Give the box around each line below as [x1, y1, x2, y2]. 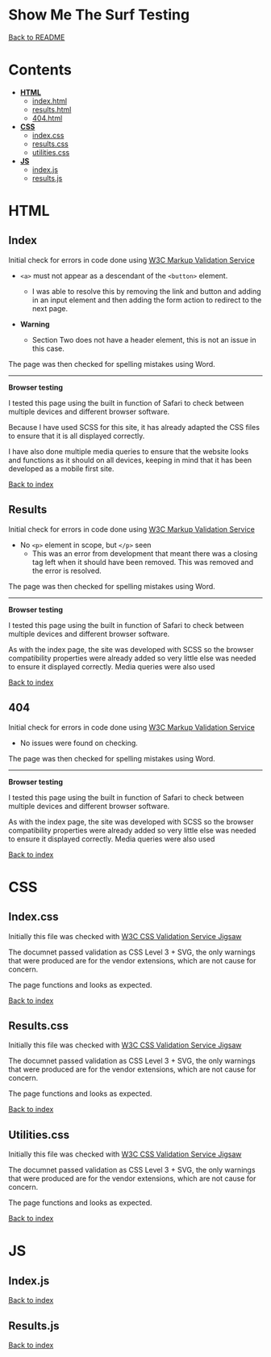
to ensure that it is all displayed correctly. [8, 431, 145, 440]
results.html [31, 104, 72, 114]
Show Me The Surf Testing [8, 6, 190, 24]
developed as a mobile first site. [8, 463, 115, 474]
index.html [31, 95, 67, 106]
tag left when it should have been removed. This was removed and [31, 557, 254, 567]
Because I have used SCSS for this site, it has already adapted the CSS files [8, 422, 261, 432]
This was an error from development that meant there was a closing [31, 548, 258, 558]
